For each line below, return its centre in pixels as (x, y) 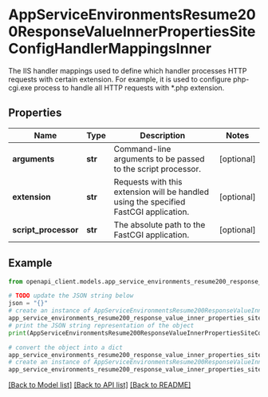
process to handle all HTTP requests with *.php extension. (129, 87)
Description (163, 135)
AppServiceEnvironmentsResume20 (132, 15)
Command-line (142, 149)
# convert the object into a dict (66, 347)
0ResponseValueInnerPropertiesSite (132, 32)
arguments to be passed (159, 159)
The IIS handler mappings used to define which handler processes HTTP (128, 70)
